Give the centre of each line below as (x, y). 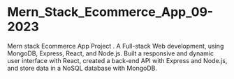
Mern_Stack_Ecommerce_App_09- (110, 12)
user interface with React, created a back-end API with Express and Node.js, (117, 60)
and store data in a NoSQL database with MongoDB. (82, 68)
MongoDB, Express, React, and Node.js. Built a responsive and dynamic (111, 53)
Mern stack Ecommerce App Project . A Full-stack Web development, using (116, 46)
